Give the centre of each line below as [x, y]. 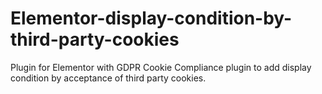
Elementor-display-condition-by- [151, 18]
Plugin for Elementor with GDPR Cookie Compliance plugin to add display [161, 67]
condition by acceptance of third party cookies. [108, 78]
